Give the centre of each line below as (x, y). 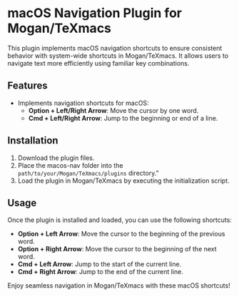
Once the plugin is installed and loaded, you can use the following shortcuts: (119, 220)
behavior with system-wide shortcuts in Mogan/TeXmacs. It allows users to (118, 56)
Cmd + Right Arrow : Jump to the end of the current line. (100, 272)
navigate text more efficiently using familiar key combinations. (98, 63)
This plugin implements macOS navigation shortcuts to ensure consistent (115, 48)
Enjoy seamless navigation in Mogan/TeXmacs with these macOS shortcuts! (119, 286)
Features (27, 86)
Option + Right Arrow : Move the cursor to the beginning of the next (117, 249)
